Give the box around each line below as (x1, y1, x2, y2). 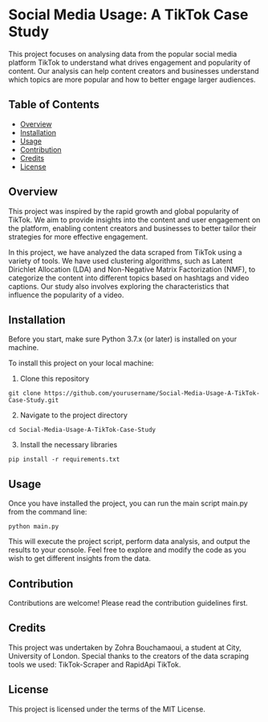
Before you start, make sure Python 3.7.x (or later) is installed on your (8, 334, 238, 344)
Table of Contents (8, 98, 100, 111)
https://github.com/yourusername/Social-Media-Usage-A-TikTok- (43, 389, 261, 397)
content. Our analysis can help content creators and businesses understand (8, 66, 259, 75)
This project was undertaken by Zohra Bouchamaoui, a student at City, (8, 643, 242, 652)
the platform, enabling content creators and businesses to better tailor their (8, 223, 257, 233)
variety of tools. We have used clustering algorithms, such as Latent (8, 256, 233, 265)
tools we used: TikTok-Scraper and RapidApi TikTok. (8, 659, 181, 669)
